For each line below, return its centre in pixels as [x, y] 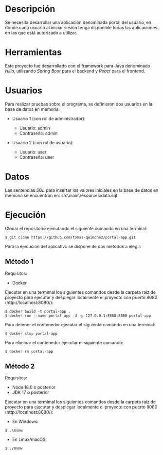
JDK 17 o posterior [31, 392]
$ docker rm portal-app [29, 351]
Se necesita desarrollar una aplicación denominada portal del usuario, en [78, 22]
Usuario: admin [35, 128]
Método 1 [19, 261]
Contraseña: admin [38, 133]
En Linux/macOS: [29, 439]
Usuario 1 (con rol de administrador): [49, 118]
